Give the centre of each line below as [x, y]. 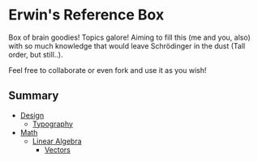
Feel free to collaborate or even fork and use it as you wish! [107, 70]
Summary [34, 96]
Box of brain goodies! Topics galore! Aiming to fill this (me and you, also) [130, 37]
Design [32, 115]
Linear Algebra [57, 141]
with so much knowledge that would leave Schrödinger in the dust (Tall [127, 45]
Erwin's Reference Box [86, 15]
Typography [52, 124]
